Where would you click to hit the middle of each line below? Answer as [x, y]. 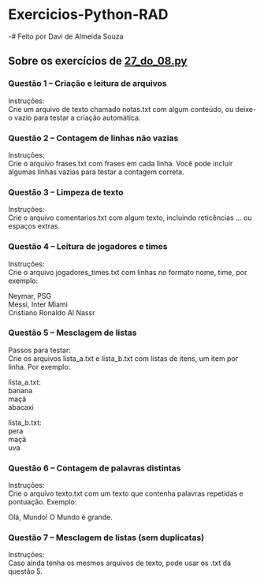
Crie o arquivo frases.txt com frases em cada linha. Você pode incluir [121, 163]
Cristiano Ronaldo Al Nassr [52, 312]
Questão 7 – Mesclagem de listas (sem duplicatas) [106, 538]
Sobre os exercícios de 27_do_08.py [98, 61]
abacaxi [21, 407]
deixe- [246, 109]
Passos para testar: [39, 350]
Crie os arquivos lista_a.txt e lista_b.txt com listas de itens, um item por [123, 358]
